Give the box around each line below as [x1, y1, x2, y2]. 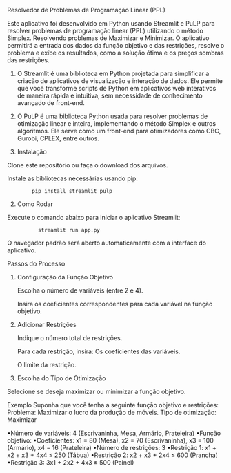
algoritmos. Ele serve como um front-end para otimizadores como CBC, [17, 127, 221, 135]
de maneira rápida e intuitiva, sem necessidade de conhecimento [17, 91, 203, 100]
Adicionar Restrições [17, 321, 77, 328]
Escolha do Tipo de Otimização [17, 374, 106, 382]
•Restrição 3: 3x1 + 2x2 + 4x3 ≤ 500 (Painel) [7, 458, 134, 466]
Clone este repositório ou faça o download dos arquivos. [7, 161, 168, 169]
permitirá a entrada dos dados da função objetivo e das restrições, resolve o [7, 41, 225, 49]
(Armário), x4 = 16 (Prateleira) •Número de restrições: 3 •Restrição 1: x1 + [7, 444, 217, 452]
